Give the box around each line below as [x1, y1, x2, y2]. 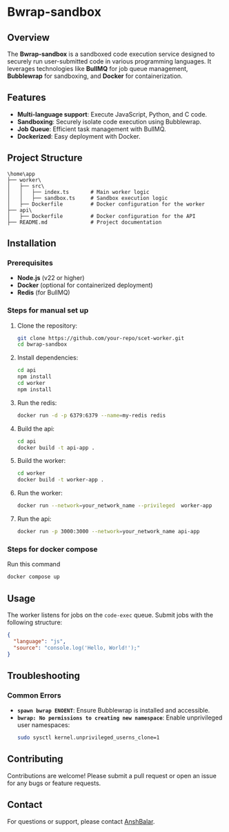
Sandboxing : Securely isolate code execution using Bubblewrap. [17, 117, 202, 126]
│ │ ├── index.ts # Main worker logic [7, 188, 150, 195]
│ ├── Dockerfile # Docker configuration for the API [7, 212, 196, 219]
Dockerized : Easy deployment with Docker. [17, 132, 141, 140]
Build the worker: [17, 457, 66, 465]
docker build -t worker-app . [17, 477, 105, 484]
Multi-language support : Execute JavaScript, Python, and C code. [17, 110, 208, 118]
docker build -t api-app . [17, 444, 95, 451]
